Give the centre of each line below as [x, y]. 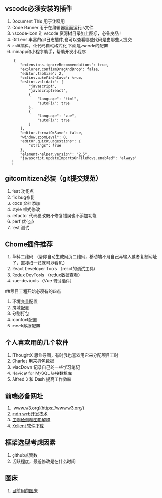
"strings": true [45, 145]
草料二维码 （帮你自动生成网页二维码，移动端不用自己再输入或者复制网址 [84, 257]
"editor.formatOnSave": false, [51, 133]
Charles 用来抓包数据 [33, 361]
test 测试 [21, 227]
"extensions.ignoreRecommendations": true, [64, 65]
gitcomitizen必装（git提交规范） [54, 179]
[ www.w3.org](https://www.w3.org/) [48, 408]
